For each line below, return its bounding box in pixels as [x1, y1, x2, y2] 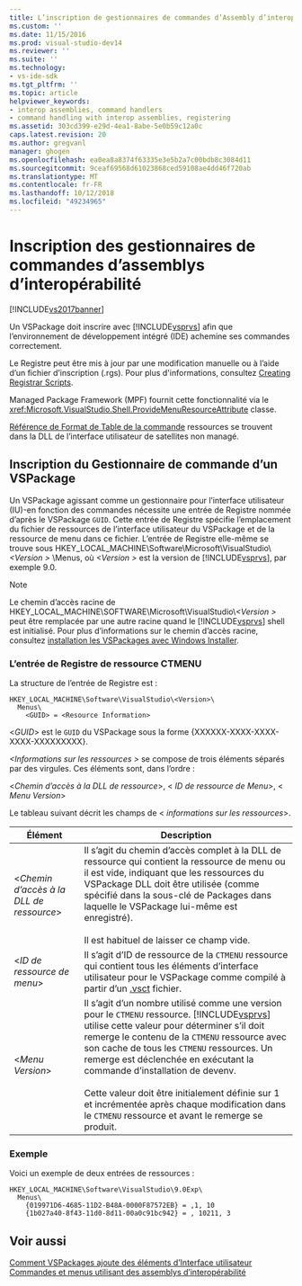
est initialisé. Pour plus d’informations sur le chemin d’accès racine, [9, 625, 259, 636]
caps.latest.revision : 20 [9, 130, 106, 139]
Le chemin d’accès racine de [9, 596, 116, 607]
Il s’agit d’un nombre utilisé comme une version [84, 996, 282, 1009]
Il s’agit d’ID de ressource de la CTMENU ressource [84, 948, 289, 960]
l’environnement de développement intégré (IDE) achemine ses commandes [9, 330, 290, 342]
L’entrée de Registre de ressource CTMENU [9, 657, 202, 670]
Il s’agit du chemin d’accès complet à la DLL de [84, 844, 281, 856]
